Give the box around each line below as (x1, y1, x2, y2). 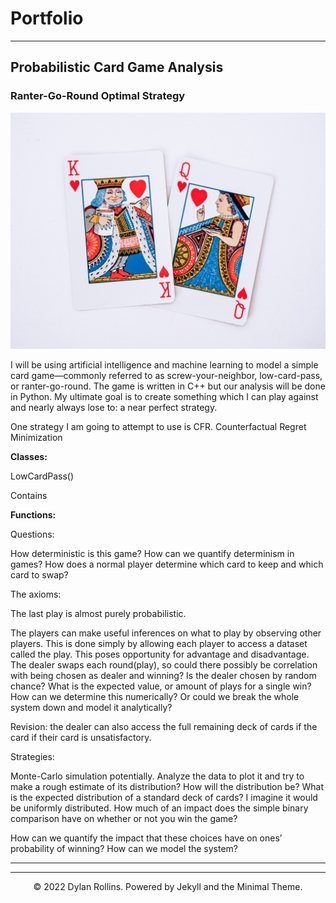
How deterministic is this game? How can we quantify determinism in (10, 547, 295, 559)
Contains (10, 489, 48, 501)
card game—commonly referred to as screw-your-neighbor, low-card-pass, (10, 369, 323, 381)
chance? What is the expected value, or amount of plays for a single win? (10, 680, 312, 692)
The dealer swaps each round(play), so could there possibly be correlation (10, 658, 318, 671)
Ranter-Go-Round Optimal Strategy (10, 89, 186, 103)
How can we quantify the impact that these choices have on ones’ (10, 832, 283, 844)
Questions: (10, 528, 55, 540)
